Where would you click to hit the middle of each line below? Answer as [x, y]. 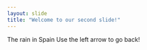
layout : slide [27, 13]
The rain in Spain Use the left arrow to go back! [73, 39]
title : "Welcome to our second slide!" [64, 20]
